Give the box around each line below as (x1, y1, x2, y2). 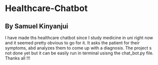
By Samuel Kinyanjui (5, 22, 69, 30)
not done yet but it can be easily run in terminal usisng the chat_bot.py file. (5, 50, 154, 56)
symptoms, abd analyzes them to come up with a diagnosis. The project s (5, 45, 152, 51)
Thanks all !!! (5, 55, 30, 61)
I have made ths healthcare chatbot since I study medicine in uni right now (5, 35, 153, 40)
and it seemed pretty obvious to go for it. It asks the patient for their (5, 40, 140, 46)
